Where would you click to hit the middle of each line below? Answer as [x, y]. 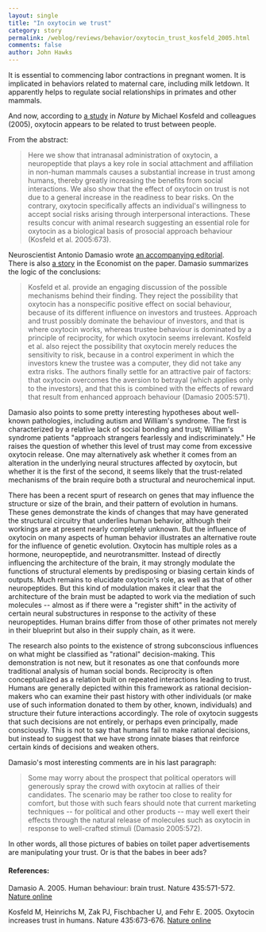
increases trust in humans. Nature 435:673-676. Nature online [110, 920]
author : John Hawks [40, 52]
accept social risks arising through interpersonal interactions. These [139, 214]
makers [21, 696]
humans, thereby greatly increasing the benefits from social [125, 180]
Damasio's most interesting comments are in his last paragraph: [112, 762]
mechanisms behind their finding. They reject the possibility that [133, 296]
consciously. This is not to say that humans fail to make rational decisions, [129, 730]
